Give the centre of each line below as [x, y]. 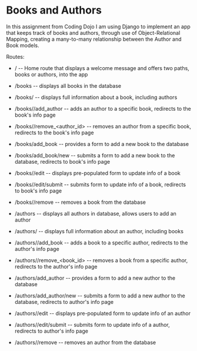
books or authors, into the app [51, 74]
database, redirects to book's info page [62, 161]
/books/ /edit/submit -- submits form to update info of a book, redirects [100, 184]
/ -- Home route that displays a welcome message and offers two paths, [102, 68]
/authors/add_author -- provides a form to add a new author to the [95, 278]
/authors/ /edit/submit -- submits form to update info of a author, [92, 324]
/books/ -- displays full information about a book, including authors [96, 97]
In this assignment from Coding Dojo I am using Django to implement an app [98, 27]
